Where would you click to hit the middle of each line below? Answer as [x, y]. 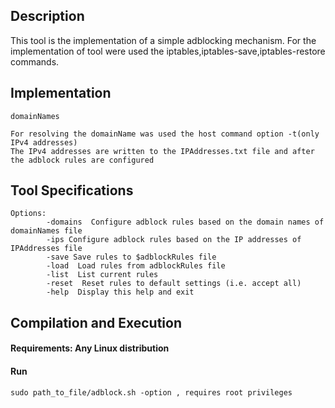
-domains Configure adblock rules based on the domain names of [185, 222]
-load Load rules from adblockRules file [136, 266]
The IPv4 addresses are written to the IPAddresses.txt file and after [162, 151]
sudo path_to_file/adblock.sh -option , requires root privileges [151, 392]
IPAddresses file [46, 249]
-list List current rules [102, 275]
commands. [35, 61]
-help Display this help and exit [120, 292]
